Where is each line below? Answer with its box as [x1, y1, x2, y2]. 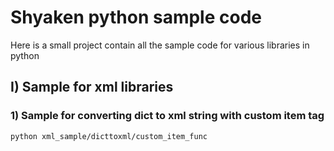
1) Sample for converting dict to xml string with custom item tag [10, 109, 325, 123]
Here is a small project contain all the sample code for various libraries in [10, 39, 310, 51]
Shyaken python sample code [10, 6, 262, 29]
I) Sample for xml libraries [10, 79, 174, 96]
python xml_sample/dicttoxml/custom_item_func [10, 131, 208, 141]
